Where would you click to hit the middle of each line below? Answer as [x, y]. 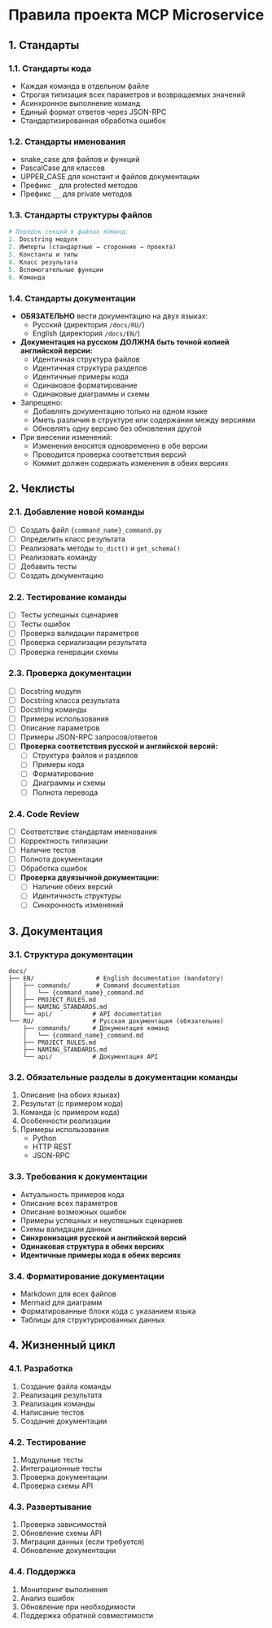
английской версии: [56, 350]
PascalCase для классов [63, 168]
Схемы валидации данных [66, 1229]
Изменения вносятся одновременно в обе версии [120, 445]
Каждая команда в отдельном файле [84, 86]
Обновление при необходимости [78, 1607]
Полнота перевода [65, 792]
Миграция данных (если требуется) [82, 1542]
